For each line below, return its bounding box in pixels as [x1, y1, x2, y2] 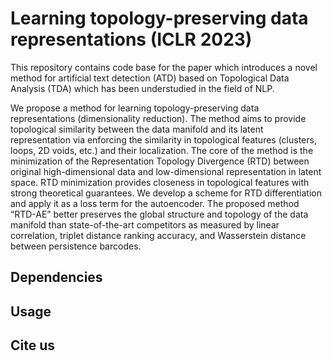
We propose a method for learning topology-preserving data [10, 102, 260, 114]
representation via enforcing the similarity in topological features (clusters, [10, 133, 317, 146]
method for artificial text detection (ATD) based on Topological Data [10, 72, 290, 84]
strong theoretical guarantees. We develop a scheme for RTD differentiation [10, 187, 322, 199]
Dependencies [10, 269, 103, 286]
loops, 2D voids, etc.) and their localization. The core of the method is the [10, 144, 314, 156]
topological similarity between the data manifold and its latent [10, 123, 264, 135]
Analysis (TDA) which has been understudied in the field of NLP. [10, 82, 275, 94]
